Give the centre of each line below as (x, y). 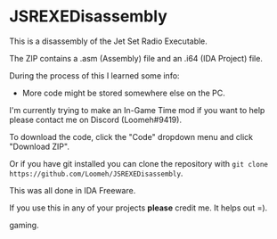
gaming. (24, 225)
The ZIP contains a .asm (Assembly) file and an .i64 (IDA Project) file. (136, 58)
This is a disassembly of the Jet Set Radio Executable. (108, 41)
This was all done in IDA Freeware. (73, 190)
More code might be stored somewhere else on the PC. (123, 93)
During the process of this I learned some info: (94, 75)
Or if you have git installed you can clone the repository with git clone (139, 163)
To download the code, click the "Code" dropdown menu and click (131, 136)
